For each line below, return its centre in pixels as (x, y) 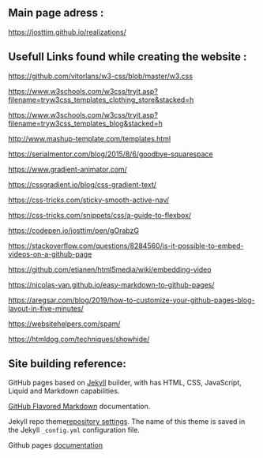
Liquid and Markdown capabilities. (64, 391)
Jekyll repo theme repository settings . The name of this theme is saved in (127, 422)
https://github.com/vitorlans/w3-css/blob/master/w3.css (101, 76)
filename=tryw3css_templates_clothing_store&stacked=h (101, 99)
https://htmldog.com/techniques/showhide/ (79, 339)
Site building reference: (67, 364)
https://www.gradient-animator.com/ (68, 169)
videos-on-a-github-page (50, 254)
